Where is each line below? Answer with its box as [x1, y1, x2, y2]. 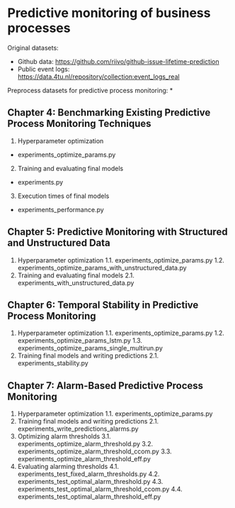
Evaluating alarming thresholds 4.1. [17, 463, 119, 471]
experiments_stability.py [17, 359, 88, 368]
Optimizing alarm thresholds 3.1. [17, 432, 111, 441]
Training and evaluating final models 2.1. [17, 271, 134, 280]
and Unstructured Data [7, 237, 111, 249]
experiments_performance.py [17, 205, 104, 214]
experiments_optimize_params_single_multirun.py [17, 344, 163, 353]
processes [7, 20, 71, 36]
